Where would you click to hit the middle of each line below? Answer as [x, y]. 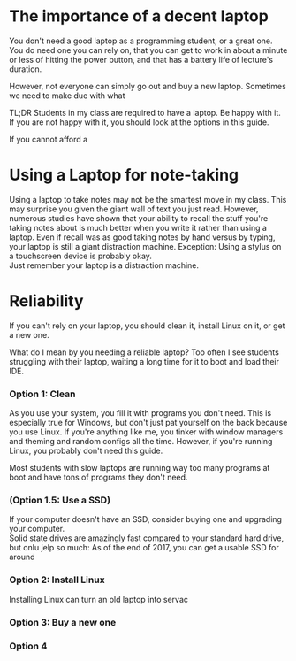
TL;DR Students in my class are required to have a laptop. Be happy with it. [145, 112]
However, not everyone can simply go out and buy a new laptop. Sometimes [148, 86]
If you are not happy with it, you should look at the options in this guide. [139, 122]
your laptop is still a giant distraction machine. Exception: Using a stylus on [145, 246]
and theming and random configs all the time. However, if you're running [141, 442]
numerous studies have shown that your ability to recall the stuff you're [139, 218]
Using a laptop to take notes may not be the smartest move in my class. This [148, 199]
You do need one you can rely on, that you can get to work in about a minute [148, 50]
